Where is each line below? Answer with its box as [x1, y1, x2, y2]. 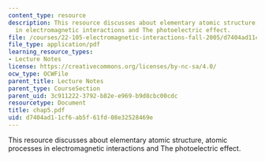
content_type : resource [8, 11, 87, 20]
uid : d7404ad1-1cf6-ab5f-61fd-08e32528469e [8, 114, 154, 122]
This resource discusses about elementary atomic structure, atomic [8, 135, 228, 145]
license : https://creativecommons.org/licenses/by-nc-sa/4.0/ [8, 63, 217, 71]
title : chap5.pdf [8, 107, 65, 115]
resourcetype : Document [8, 99, 87, 107]
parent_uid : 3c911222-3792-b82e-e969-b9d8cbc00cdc [8, 92, 178, 100]
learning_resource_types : [8, 48, 93, 56]
